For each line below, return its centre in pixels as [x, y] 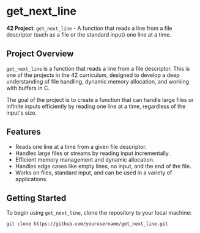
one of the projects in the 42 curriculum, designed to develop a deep [93, 75]
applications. [31, 179]
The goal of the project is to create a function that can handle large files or [100, 99]
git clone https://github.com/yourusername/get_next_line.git [87, 224]
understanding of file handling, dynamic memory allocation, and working [98, 81]
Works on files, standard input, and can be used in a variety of [94, 173]
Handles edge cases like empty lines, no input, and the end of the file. [103, 166]
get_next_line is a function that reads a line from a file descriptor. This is [98, 68]
